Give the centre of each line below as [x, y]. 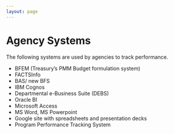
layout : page [22, 11]
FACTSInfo [28, 75]
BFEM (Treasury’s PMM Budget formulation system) [77, 68]
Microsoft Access [36, 106]
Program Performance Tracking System [63, 125]
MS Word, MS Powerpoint [46, 112]
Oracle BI [26, 99]
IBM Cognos [30, 87]
